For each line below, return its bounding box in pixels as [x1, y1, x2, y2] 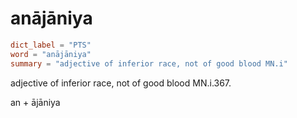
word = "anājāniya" [10, 49, 92, 59]
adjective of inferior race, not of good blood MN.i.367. [10, 77, 232, 89]
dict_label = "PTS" [10, 40, 92, 50]
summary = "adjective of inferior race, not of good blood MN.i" [10, 58, 288, 69]
